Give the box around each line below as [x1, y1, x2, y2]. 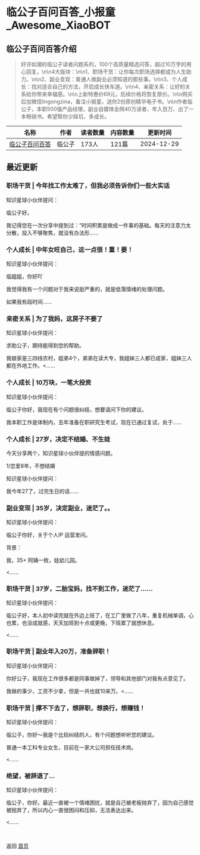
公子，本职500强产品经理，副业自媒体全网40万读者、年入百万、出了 [20, 106, 189, 112]
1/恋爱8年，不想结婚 [6, 462, 55, 469]
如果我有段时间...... [6, 298, 52, 305]
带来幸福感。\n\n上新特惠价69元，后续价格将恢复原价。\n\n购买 [36, 91, 193, 97]
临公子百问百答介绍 [6, 44, 77, 54]
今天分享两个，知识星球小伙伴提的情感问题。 [6, 449, 116, 456]
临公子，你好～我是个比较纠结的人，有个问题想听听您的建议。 [6, 731, 158, 739]
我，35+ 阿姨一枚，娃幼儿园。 [6, 557, 80, 564]
